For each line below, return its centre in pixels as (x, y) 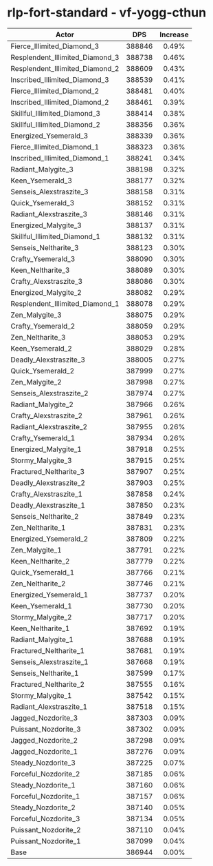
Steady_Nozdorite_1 (43, 785)
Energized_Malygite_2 (46, 292)
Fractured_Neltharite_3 (47, 471)
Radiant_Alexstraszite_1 (49, 706)
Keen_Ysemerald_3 (41, 181)
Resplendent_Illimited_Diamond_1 (65, 303)
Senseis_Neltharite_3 (45, 247)
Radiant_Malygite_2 (42, 404)
